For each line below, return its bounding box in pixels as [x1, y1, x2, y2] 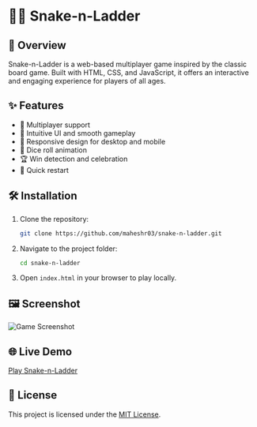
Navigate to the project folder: [19, 244, 118, 253]
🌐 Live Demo [8, 345, 73, 358]
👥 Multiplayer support [19, 120, 91, 129]
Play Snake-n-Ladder [8, 366, 77, 375]
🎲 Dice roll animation [19, 145, 87, 155]
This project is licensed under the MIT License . [8, 410, 161, 419]
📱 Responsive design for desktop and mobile [19, 137, 166, 146]
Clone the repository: [19, 214, 89, 223]
